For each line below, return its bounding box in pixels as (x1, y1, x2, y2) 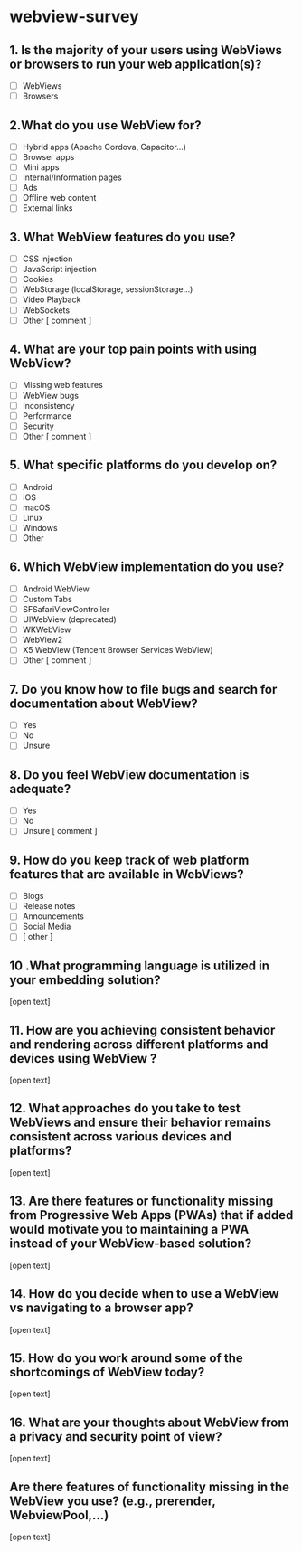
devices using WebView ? (9, 1051, 157, 1066)
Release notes (22, 901, 76, 912)
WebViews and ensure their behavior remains (9, 1115, 272, 1130)
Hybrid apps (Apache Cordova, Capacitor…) (22, 141, 187, 152)
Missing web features (22, 380, 104, 391)
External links (22, 203, 73, 213)
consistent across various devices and (9, 1129, 232, 1145)
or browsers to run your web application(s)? (9, 56, 262, 71)
